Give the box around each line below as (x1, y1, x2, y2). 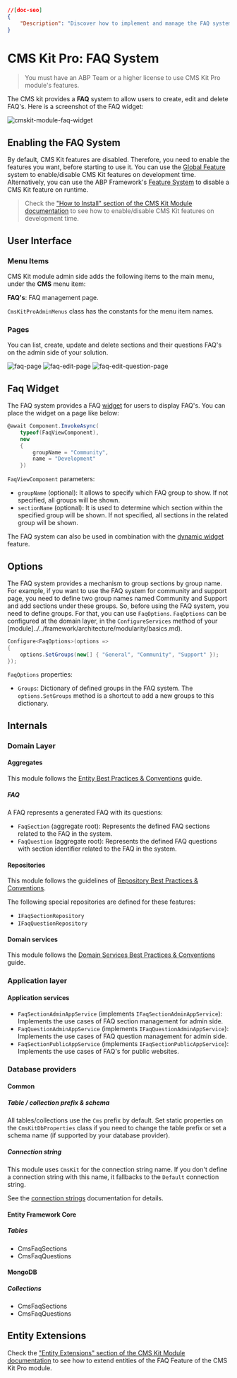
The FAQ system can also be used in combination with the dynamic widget (7, 532, 224, 541)
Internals (7, 719, 48, 732)
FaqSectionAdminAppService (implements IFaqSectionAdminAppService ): (17, 1009, 223, 1018)
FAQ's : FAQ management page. (7, 293, 99, 302)
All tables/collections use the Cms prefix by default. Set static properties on (7, 1115, 224, 1125)
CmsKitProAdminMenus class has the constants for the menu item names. (7, 306, 214, 315)
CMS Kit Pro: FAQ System (7, 50, 159, 67)
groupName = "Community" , (32, 449, 109, 456)
